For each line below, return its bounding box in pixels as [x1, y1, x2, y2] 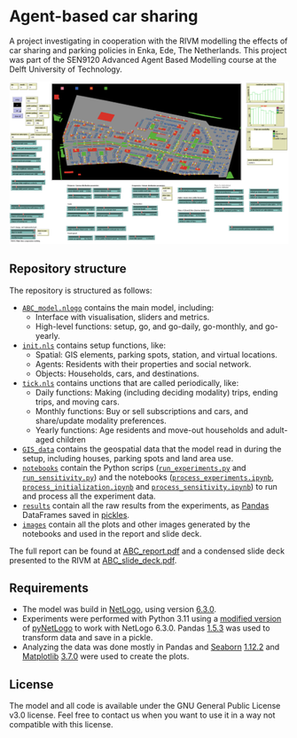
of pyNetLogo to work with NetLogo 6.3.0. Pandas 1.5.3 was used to [21, 623, 270, 633]
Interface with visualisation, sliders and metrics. [35, 311, 210, 322]
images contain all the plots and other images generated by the [21, 519, 251, 530]
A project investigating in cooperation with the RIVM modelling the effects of [9, 35, 288, 46]
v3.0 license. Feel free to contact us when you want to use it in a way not [9, 710, 276, 720]
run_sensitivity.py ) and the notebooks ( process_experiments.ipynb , [21, 472, 275, 483]
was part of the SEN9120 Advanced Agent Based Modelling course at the [9, 54, 277, 65]
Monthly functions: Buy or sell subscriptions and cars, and [35, 405, 248, 416]
